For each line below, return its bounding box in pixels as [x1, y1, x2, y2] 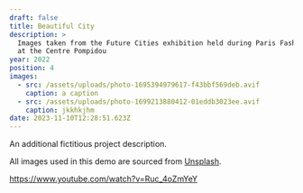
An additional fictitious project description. [9, 139, 167, 150]
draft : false [9, 13, 59, 23]
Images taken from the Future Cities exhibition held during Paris [17, 38, 277, 48]
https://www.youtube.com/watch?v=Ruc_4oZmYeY [9, 173, 198, 185]
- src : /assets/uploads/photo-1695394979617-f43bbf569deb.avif [17, 80, 260, 89]
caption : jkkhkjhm [25, 106, 95, 115]
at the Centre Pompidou [17, 47, 106, 56]
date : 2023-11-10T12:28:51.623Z [9, 114, 131, 123]
